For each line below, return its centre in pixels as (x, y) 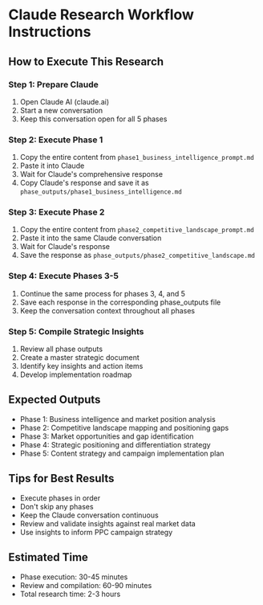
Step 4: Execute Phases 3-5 (63, 276)
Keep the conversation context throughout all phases (107, 310)
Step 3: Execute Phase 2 (57, 212)
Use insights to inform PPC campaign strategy (96, 532)
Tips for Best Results (61, 478)
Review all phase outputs (61, 349)
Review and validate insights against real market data (108, 523)
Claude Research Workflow (101, 15)
